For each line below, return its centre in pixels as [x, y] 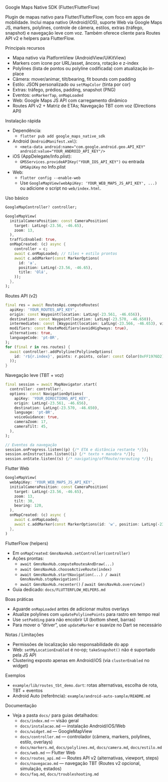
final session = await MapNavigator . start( [51, 384]
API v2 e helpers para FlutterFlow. [40, 38]
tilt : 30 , [24, 501]
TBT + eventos [27, 690]
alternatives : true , [31, 333]
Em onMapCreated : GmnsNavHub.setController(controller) [71, 553]
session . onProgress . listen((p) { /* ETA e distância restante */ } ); [77, 449]
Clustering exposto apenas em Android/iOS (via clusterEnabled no [81, 660]
